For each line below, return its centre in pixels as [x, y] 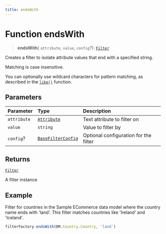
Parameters [23, 97]
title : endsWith [22, 10]
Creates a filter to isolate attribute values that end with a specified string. [79, 57]
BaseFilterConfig [58, 138]
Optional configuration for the [117, 135]
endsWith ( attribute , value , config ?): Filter [63, 48]
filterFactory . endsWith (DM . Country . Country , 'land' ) [61, 227]
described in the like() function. [39, 81]
